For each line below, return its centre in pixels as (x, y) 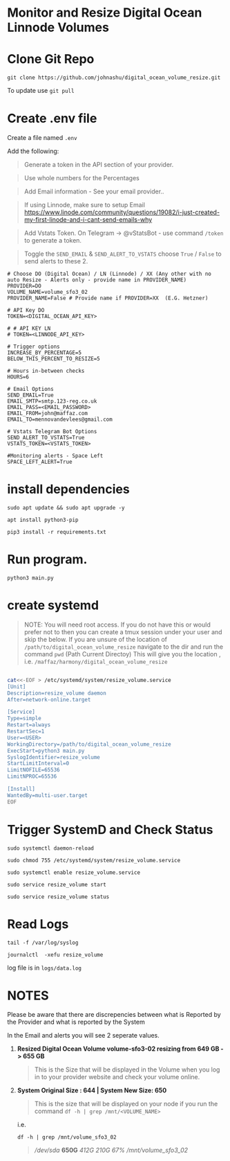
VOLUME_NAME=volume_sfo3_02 (48, 293)
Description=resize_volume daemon (57, 693)
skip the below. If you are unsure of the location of (96, 639)
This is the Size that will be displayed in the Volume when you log (127, 1070)
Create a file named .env (42, 138)
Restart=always (29, 725)
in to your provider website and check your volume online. (117, 1077)
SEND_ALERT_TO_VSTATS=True (46, 438)
